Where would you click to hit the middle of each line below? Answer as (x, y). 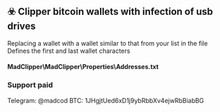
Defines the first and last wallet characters (69, 51)
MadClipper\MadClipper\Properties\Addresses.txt (83, 67)
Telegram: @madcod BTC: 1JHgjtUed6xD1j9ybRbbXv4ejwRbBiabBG (106, 100)
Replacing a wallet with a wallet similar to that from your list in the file (108, 43)
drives (22, 26)
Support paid (30, 85)
